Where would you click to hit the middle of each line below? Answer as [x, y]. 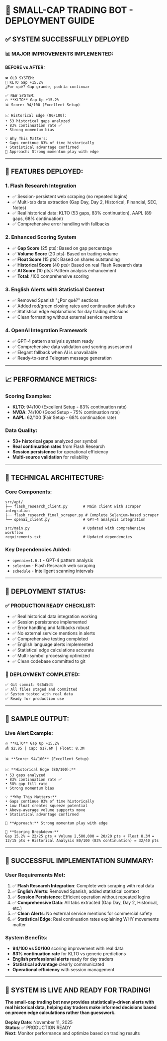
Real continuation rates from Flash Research [59, 446]
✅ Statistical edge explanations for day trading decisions [70, 311]
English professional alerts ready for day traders [63, 959]
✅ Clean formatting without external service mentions [67, 317]
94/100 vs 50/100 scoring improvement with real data [68, 948]
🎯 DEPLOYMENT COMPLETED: [42, 674]
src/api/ [14, 502]
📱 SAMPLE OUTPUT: [37, 719]
